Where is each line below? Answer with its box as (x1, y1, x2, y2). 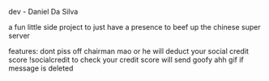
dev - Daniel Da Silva (8, 7, 79, 16)
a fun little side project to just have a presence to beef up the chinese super (8, 22, 261, 31)
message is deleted (8, 63, 74, 73)
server (8, 31, 31, 40)
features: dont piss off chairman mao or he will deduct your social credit (8, 47, 249, 55)
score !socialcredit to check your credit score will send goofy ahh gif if (8, 55, 245, 64)
